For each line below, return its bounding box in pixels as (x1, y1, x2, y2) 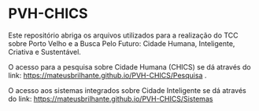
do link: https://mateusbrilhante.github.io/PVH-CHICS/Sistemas (8, 94, 213, 103)
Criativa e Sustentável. (8, 47, 81, 56)
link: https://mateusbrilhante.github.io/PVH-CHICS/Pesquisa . (8, 70, 207, 80)
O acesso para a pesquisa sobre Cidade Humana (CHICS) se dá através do (8, 62, 251, 71)
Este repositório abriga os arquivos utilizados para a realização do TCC (8, 30, 239, 40)
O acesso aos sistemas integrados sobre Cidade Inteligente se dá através (8, 85, 246, 95)
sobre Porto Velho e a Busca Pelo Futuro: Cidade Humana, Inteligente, (8, 38, 235, 48)
